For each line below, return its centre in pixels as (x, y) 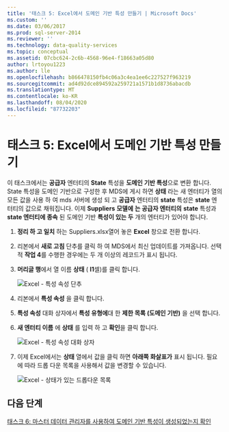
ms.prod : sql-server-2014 (44, 33)
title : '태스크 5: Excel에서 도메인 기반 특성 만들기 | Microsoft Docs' (102, 13)
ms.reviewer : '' (30, 39)
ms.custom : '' (27, 20)
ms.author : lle (29, 71)
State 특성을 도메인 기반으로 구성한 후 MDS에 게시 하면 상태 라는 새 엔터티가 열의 (115, 191)
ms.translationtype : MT (41, 90)
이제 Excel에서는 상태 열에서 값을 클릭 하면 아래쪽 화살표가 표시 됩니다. (111, 357)
